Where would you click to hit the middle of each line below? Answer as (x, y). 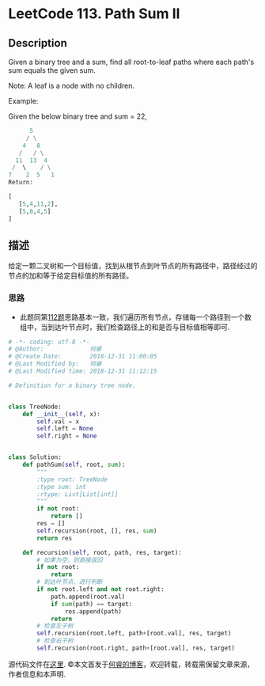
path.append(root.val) (88, 597)
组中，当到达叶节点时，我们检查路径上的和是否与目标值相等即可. (125, 327)
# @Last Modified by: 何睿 (55, 364)
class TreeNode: (35, 407)
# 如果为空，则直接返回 (70, 560)
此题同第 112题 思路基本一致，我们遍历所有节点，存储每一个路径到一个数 (135, 316)
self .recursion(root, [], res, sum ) (97, 531)
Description (38, 43)
